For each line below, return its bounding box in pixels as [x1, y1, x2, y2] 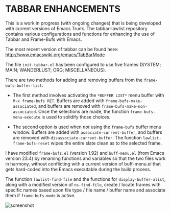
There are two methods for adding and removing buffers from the [5, 77, 143, 83]
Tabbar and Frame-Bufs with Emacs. [5, 36, 82, 42]
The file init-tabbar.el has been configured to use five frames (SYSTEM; [5, 61, 161, 67]
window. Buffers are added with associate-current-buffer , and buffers [12, 129, 162, 135]
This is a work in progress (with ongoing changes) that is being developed [5, 20, 161, 26]
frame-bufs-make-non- [101, 104, 148, 109]
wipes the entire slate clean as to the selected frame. [51, 140, 162, 146]
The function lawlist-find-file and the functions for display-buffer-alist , [5, 176, 166, 182]
